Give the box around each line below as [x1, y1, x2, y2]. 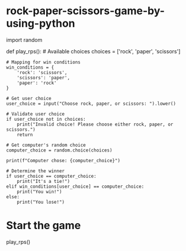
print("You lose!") [17, 199, 65, 205]
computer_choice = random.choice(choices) [6, 147, 113, 153]
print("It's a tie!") [17, 178, 70, 184]
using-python [6, 17, 75, 30]
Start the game [6, 219, 81, 232]
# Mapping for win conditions [6, 59, 81, 65]
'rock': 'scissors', [17, 69, 68, 75]
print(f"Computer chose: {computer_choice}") [6, 157, 120, 163]
